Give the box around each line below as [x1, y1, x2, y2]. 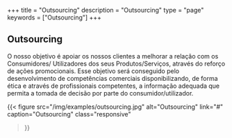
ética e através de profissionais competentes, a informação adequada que [7, 82, 220, 90]
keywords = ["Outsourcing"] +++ [7, 13, 102, 22]
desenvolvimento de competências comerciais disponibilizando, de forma [7, 74, 218, 82]
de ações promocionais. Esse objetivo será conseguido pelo [7, 66, 179, 75]
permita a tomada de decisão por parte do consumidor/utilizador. [7, 89, 194, 97]
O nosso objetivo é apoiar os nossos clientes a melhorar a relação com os [7, 52, 219, 60]
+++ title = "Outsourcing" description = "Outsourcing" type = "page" [7, 6, 204, 14]
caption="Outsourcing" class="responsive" [7, 109, 131, 118]
